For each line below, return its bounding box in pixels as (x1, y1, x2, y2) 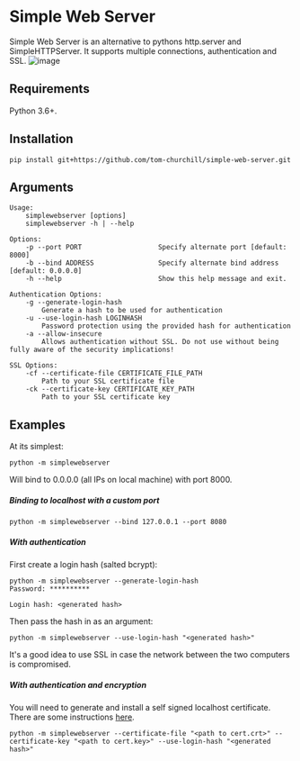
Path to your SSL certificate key (41, 393, 171, 402)
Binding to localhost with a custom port (9, 494, 160, 505)
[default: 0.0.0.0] (9, 267, 83, 276)
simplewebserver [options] (25, 212, 127, 221)
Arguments (9, 179, 75, 195)
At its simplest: (9, 441, 65, 452)
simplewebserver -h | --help (25, 219, 135, 229)
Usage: (9, 204, 34, 213)
